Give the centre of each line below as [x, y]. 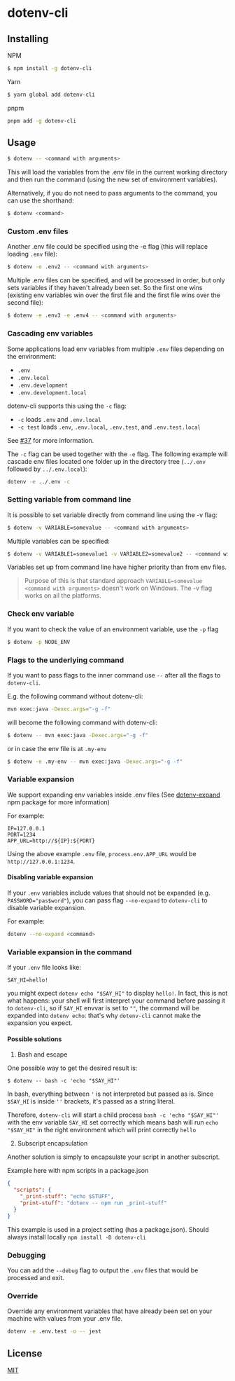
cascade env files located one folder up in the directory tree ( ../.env [107, 461]
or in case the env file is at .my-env [57, 748]
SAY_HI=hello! [28, 980]
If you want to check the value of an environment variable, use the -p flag [113, 629]
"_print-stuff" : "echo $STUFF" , [67, 1197]
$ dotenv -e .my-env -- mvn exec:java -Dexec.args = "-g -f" [95, 762]
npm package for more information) [59, 802]
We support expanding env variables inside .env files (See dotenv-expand [114, 795]
